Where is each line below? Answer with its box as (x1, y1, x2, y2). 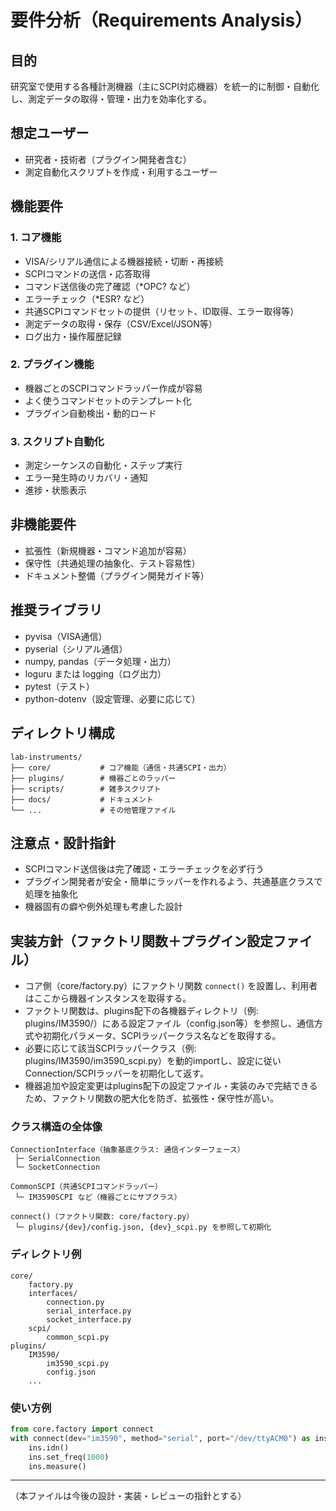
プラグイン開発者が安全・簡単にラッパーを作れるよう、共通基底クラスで (24, 876, 323, 888)
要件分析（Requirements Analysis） (10, 9, 313, 32)
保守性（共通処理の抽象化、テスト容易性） (24, 557, 201, 569)
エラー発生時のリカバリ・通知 (24, 472, 148, 484)
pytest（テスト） (24, 680, 95, 692)
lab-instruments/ (10, 752, 83, 762)
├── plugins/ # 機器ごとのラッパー (10, 773, 177, 783)
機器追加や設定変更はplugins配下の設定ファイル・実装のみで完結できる (24, 1080, 318, 1092)
